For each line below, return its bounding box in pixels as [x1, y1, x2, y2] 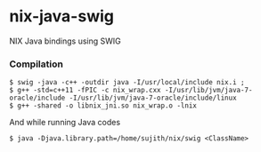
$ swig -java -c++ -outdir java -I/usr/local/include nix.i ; [9, 78, 245, 87]
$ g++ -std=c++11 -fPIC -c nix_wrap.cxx [9, 86, 162, 95]
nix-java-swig [9, 6, 114, 27]
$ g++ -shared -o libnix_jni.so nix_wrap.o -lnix [9, 101, 198, 110]
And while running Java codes [9, 117, 121, 128]
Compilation [9, 58, 64, 70]
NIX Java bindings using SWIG [9, 36, 122, 46]
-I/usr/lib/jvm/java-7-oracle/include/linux [69, 93, 238, 103]
